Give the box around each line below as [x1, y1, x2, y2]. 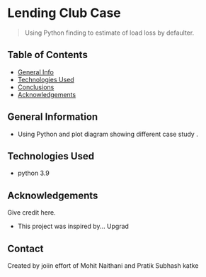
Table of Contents [7, 49, 88, 61]
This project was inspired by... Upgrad [17, 222, 130, 231]
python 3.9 [17, 169, 50, 178]
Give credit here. [7, 208, 56, 217]
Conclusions [17, 83, 55, 91]
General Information [7, 111, 98, 123]
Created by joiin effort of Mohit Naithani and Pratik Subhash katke [7, 261, 199, 270]
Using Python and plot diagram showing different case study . [17, 130, 198, 138]
